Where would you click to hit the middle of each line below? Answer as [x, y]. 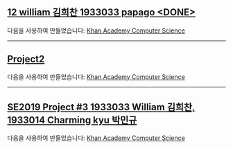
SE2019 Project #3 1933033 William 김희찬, [101, 107]
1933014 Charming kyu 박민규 [72, 120]
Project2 [26, 59]
